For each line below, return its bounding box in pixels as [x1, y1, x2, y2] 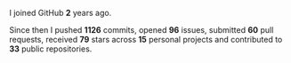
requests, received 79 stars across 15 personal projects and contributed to [9, 35, 283, 44]
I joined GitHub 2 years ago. [9, 8, 112, 18]
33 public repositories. [9, 43, 93, 54]
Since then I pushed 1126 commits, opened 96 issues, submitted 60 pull [9, 25, 274, 35]
